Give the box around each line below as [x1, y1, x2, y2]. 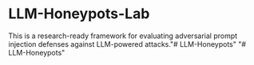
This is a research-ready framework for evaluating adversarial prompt [8, 31, 238, 40]
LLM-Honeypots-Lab [8, 5, 150, 23]
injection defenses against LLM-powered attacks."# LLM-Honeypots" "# [8, 39, 246, 48]
